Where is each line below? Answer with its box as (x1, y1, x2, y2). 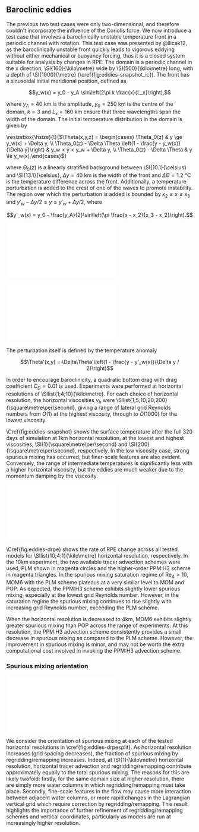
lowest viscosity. (6, 417, 47, 424)
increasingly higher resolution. (6, 820, 80, 827)
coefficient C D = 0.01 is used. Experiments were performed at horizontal (6, 382, 183, 391)
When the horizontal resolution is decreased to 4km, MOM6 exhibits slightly (6, 616, 192, 623)
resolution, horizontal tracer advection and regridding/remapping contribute (6, 763, 192, 770)
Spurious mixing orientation (6, 662, 89, 670)
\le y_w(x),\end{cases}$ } (6, 153, 67, 160)
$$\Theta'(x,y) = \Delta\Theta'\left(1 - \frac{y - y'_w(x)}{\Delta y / (20, 358, 179, 365)
